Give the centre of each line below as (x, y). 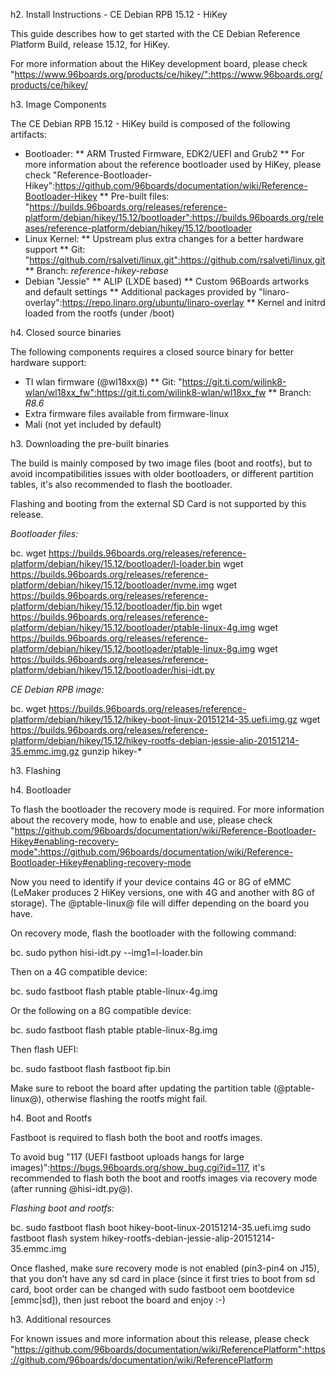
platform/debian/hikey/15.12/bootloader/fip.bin (105, 606)
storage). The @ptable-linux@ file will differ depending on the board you (160, 903)
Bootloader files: (44, 533)
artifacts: (29, 134)
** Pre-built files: (134, 196)
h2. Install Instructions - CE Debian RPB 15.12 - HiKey (119, 14)
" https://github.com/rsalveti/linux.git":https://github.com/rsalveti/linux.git (175, 260)
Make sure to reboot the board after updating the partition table (141, 1088)
